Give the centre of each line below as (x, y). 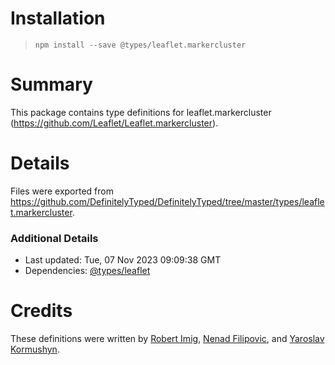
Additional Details (54, 238)
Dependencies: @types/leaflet (87, 271)
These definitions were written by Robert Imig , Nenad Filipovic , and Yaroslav (167, 339)
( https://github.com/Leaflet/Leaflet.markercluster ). (114, 123)
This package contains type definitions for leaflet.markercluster (141, 112)
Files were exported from (62, 191)
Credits (41, 311)
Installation (58, 18)
